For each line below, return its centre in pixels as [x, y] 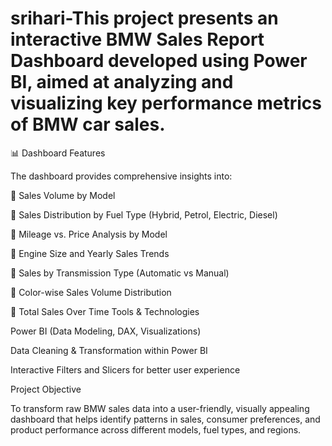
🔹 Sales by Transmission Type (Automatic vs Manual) [120, 273]
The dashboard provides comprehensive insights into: [121, 176]
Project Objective [46, 389]
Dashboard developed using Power [159, 61]
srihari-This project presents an [144, 18]
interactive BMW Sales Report [137, 39]
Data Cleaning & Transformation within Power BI [109, 350]
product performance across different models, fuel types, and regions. [156, 429]
